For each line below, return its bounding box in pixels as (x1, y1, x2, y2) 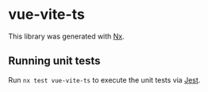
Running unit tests (8, 54, 101, 68)
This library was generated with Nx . (8, 31, 125, 41)
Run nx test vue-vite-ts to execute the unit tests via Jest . (8, 75, 201, 84)
